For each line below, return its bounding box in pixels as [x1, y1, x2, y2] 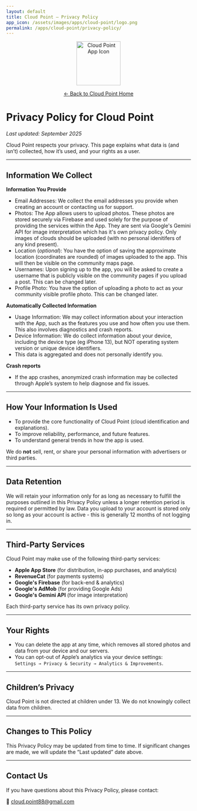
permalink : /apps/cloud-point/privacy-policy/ [6, 25, 122, 31]
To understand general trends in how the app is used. [14, 437, 144, 444]
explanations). [14, 424, 49, 431]
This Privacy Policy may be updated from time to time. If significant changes [6, 742, 191, 749]
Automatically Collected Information [6, 302, 97, 309]
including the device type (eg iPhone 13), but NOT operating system [14, 339, 179, 345]
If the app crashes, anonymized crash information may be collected [14, 374, 178, 380]
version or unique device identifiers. [14, 344, 102, 352]
